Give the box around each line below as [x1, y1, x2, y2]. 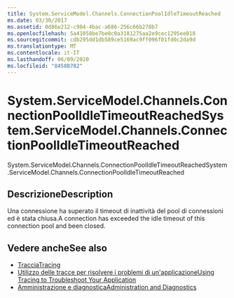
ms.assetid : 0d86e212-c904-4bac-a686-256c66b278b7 [7, 23, 158, 30]
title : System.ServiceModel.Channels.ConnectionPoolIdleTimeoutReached [7, 10, 221, 18]
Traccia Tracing [17, 261, 61, 269]
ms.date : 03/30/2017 [7, 17, 68, 24]
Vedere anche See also [7, 242, 107, 254]
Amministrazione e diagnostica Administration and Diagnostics [17, 283, 197, 292]
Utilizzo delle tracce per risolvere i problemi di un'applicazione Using [17, 268, 215, 277]
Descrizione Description [7, 188, 113, 200]
